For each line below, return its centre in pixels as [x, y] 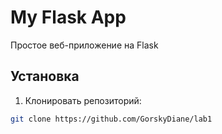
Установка [45, 76]
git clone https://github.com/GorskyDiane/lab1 [111, 119]
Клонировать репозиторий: [83, 100]
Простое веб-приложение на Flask [84, 45]
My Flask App [68, 17]
